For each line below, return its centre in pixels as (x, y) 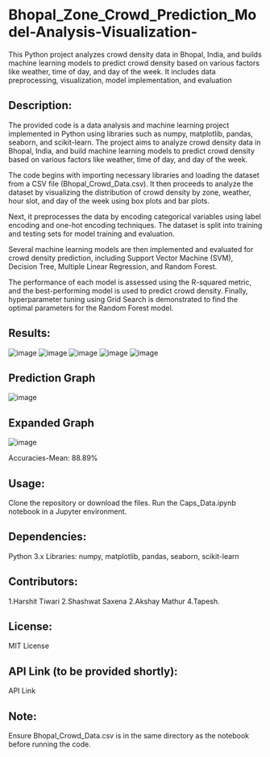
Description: (40, 105)
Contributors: (43, 582)
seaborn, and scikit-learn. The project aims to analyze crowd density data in (135, 142)
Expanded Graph (52, 423)
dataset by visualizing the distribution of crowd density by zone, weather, (130, 192)
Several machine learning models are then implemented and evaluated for (131, 249)
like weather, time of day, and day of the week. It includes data (112, 71)
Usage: (27, 484)
